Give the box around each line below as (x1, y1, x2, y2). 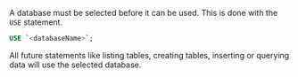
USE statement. (9, 17, 63, 27)
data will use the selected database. (9, 59, 142, 70)
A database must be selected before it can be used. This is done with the (9, 8, 278, 18)
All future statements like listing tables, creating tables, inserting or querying (9, 50, 290, 60)
